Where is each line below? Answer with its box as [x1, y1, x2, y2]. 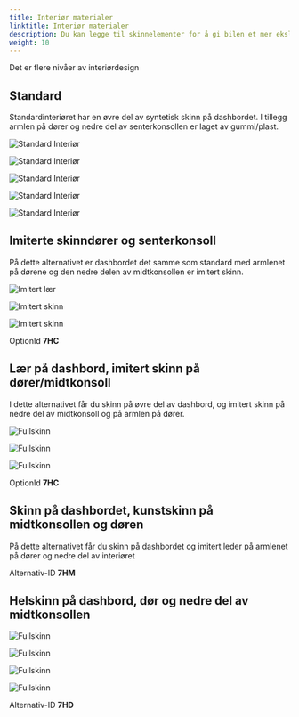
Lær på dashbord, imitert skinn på [9, 362, 200, 377]
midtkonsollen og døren [9, 517, 144, 533]
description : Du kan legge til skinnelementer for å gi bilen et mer [9, 29, 273, 38]
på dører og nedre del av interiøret [9, 550, 135, 561]
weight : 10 [9, 37, 50, 47]
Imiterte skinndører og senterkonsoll [9, 233, 216, 249]
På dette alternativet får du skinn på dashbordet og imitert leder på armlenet [9, 541, 288, 551]
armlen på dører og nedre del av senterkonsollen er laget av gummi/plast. [9, 121, 279, 132]
